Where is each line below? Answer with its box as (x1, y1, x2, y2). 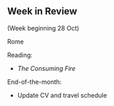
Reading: (7, 51, 33, 59)
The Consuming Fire (17, 64, 76, 72)
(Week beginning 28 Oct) (7, 24, 80, 32)
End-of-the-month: (7, 78, 62, 86)
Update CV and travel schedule (17, 91, 108, 99)
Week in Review (7, 6, 78, 17)
